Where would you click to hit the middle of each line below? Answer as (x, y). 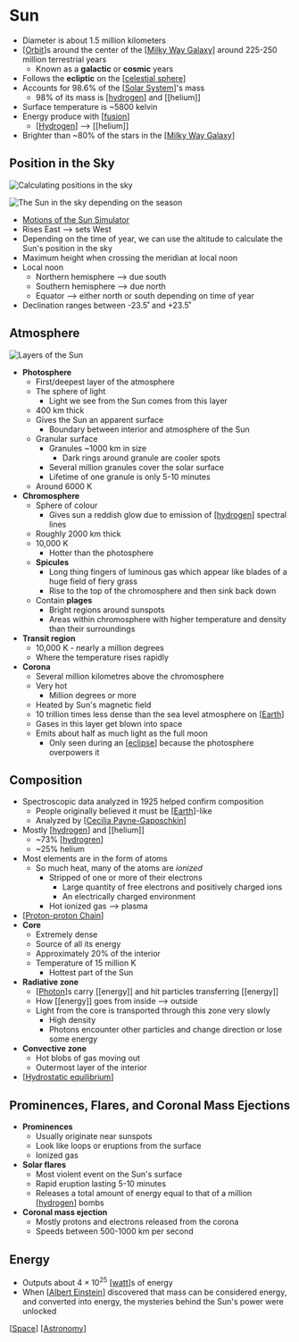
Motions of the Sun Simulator (76, 219)
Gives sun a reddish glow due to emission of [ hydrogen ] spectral (168, 514)
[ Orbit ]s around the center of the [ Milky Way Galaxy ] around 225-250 (150, 49)
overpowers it (74, 752)
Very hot (51, 686)
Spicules (52, 562)
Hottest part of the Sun (91, 973)
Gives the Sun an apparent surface (100, 419)
